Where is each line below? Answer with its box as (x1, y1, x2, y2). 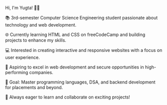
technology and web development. (5, 22, 77, 27)
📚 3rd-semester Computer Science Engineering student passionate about (5, 15, 158, 20)
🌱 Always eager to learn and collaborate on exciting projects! (5, 94, 131, 100)
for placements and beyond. (5, 84, 63, 90)
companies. (29, 69, 53, 75)
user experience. (5, 54, 40, 60)
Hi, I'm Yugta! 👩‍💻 (5, 5, 40, 10)
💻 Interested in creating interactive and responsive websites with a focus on (5, 47, 163, 53)
